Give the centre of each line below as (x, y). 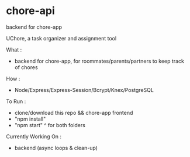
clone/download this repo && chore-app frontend (74, 112)
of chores (26, 67)
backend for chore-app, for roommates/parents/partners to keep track (99, 61)
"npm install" (30, 119)
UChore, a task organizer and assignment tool (61, 38)
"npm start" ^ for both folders (50, 125)
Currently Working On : (34, 136)
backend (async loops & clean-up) (56, 148)
